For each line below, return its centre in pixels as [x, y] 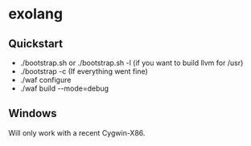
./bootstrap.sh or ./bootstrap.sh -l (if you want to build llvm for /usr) [132, 63]
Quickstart [36, 44]
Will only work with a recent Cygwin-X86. [77, 132]
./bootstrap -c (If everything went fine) [84, 71]
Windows [33, 114]
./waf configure [45, 80]
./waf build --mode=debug [64, 88]
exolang [35, 14]
